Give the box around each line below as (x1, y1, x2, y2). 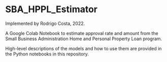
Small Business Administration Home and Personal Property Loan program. (5, 36, 162, 42)
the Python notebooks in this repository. (5, 51, 89, 57)
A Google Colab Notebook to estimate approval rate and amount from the (5, 30, 158, 36)
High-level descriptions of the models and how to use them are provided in (5, 45, 162, 51)
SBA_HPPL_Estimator (5, 4, 98, 15)
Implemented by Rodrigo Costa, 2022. (5, 20, 85, 26)
